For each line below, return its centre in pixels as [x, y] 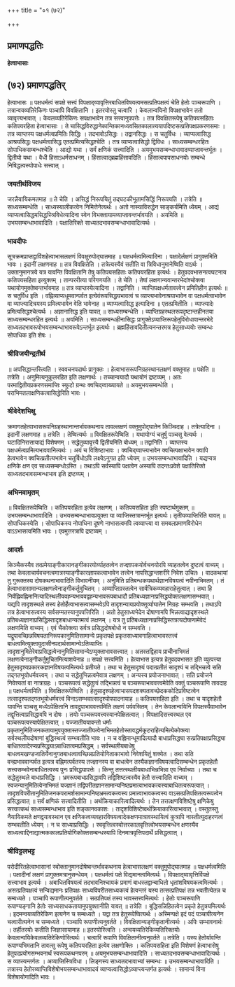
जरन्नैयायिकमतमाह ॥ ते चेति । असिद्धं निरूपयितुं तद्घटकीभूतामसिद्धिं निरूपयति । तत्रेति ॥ [105, 199]
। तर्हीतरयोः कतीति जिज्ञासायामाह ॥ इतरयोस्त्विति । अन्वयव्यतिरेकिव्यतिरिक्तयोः [94, 930]
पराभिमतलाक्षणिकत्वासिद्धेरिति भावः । [47, 393]
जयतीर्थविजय [24, 183]
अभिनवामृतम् [23, 492]
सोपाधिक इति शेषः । [30, 335]
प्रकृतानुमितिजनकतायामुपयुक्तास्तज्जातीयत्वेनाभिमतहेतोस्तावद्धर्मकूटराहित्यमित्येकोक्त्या [99, 730]
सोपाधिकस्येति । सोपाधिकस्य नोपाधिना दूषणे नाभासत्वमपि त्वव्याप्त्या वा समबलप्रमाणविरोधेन [105, 524]
